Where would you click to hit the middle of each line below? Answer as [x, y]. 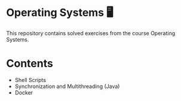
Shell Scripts [30, 80]
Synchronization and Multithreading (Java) [67, 86]
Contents [30, 64]
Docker [24, 92]
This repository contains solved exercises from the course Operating [91, 33]
